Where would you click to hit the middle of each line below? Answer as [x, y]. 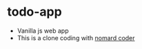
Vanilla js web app [43, 31]
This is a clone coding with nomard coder [76, 37]
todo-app [34, 12]
